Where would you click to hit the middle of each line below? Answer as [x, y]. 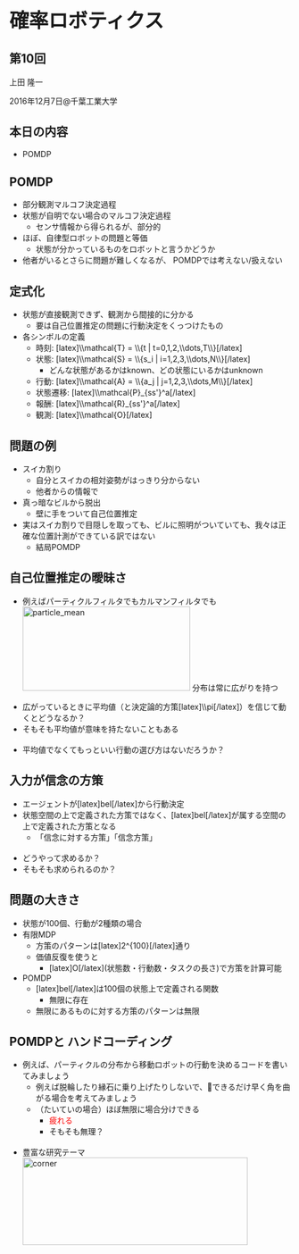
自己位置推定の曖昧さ [68, 578]
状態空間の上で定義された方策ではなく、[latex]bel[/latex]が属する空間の [154, 815]
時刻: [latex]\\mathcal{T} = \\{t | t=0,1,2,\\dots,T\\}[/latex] [139, 348]
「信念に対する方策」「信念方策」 [96, 837]
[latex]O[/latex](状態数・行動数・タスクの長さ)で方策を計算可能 [166, 967]
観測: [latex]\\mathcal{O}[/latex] [94, 415]
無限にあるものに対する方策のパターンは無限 [117, 1011]
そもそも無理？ [76, 1132]
